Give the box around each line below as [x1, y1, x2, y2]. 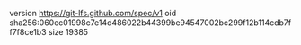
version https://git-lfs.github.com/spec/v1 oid [9, 8, 177, 18]
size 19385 [48, 27, 88, 37]
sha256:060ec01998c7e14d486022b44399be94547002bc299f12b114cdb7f [9, 17, 292, 28]
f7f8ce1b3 [9, 27, 47, 37]
